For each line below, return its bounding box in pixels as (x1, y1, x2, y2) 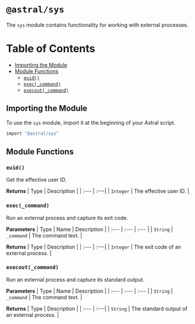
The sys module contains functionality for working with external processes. (6, 21, 189, 28)
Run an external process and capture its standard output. (6, 276, 145, 283)
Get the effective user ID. (6, 176, 67, 183)
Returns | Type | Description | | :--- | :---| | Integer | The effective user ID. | (6, 188, 190, 195)
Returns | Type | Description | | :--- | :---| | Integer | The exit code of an (6, 243, 181, 250)
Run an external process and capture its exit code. (6, 214, 128, 221)
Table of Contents (6, 42, 95, 55)
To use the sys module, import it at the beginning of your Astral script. (6, 119, 176, 126)
